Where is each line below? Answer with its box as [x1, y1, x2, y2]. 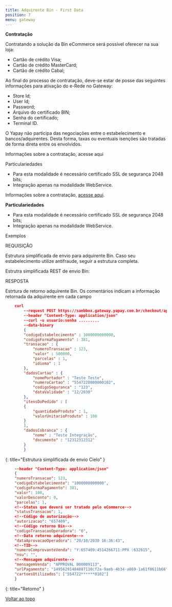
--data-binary [24, 323, 54, 328]
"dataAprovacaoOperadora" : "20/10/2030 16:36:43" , [14, 538, 125, 543]
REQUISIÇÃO [5, 243, 33, 249]
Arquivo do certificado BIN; [12, 109, 71, 116]
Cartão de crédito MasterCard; [12, 62, 78, 68]
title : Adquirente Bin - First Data [5, 7, 83, 13]
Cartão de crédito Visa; [12, 57, 62, 63]
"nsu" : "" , [14, 552, 38, 558]
